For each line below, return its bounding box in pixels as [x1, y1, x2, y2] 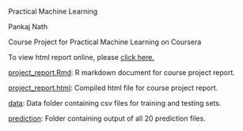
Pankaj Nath [8, 22, 48, 31]
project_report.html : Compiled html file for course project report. [8, 83, 218, 92]
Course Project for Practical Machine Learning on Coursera [8, 37, 202, 47]
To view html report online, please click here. [8, 53, 155, 62]
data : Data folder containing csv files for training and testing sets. [8, 99, 222, 107]
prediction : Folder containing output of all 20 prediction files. [8, 114, 206, 123]
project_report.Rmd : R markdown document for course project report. [8, 68, 235, 77]
